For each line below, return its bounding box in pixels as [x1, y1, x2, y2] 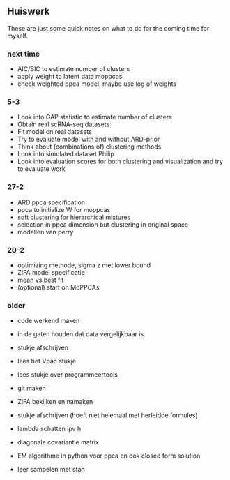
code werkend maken [17, 317, 80, 325]
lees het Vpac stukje [17, 357, 77, 366]
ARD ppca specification [17, 198, 86, 207]
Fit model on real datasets [17, 128, 93, 136]
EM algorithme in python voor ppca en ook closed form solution [17, 451, 201, 460]
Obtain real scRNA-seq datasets [17, 120, 110, 128]
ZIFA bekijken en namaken [17, 398, 93, 406]
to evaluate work [17, 165, 66, 173]
